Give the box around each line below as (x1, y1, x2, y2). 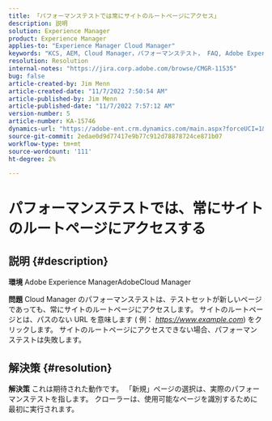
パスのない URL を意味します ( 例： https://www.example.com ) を (36, 315, 255, 325)
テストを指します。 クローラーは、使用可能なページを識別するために (29, 394, 257, 404)
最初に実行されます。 (8, 404, 79, 414)
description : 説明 (8, 19, 68, 28)
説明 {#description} (8, 254, 109, 268)
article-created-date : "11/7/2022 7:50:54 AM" (8, 87, 168, 96)
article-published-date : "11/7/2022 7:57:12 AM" (8, 102, 176, 110)
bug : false (8, 72, 45, 80)
